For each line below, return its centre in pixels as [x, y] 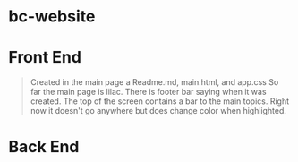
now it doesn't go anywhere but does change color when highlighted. [158, 111]
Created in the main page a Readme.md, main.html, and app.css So [154, 82]
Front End [45, 58]
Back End [44, 147]
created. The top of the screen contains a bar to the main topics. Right [160, 101]
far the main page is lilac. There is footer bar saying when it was [148, 92]
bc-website [52, 17]
